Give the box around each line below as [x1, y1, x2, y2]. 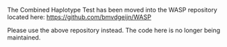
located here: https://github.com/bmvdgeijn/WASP [7, 13, 151, 21]
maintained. [7, 33, 41, 42]
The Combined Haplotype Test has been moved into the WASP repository [7, 6, 217, 14]
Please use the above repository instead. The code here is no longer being [7, 27, 221, 34]
